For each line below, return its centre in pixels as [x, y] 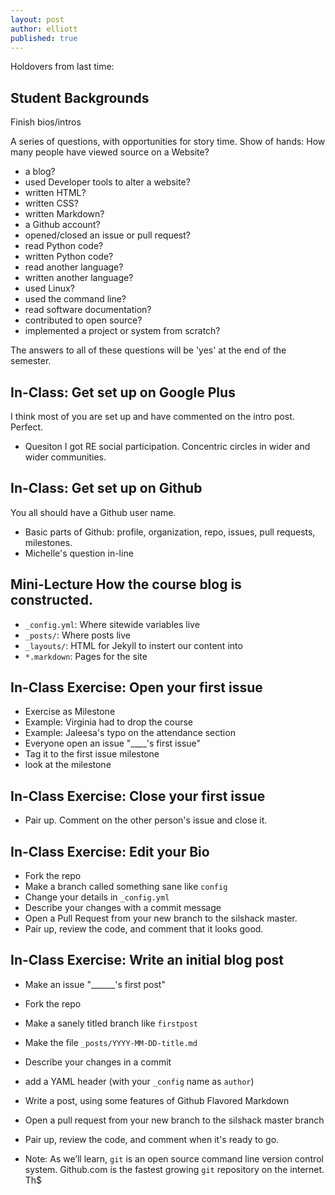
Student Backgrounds [80, 97]
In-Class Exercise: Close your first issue [138, 796]
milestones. [48, 542]
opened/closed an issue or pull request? [107, 235]
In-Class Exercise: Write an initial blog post [147, 960]
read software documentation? [88, 310]
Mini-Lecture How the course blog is [126, 584]
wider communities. [65, 457]
